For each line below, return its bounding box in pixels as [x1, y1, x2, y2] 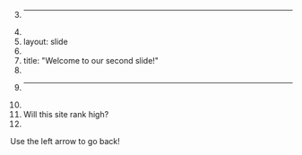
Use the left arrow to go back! [10, 136, 120, 146]
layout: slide [22, 37, 68, 47]
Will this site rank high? [22, 109, 109, 119]
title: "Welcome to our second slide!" [22, 56, 160, 65]
